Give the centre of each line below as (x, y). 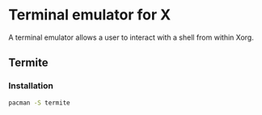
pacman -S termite (39, 103)
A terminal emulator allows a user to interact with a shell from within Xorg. (131, 37)
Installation (31, 86)
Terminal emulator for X (90, 15)
